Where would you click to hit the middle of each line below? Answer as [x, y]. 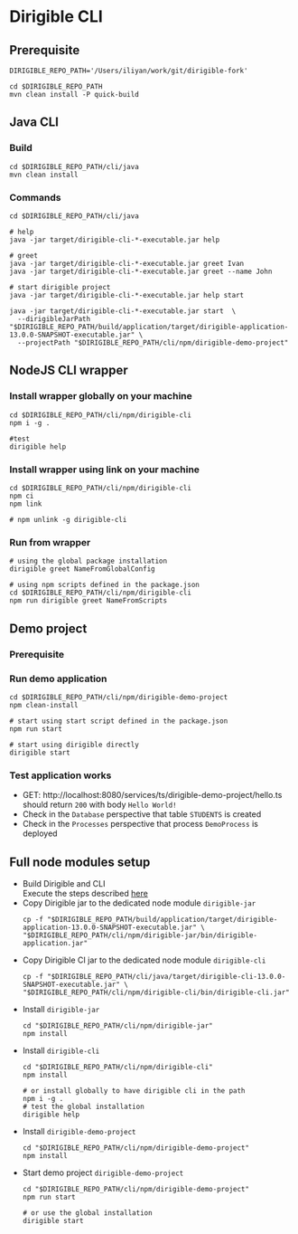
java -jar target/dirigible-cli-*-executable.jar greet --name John [141, 271]
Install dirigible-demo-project [79, 1131]
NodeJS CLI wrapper [69, 370]
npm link [26, 504]
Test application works [61, 775]
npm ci [22, 496]
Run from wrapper [50, 542]
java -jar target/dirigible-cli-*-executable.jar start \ [123, 311]
